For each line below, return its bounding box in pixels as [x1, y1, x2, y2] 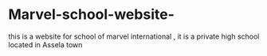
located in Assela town [8, 39, 83, 49]
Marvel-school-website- [8, 6, 175, 24]
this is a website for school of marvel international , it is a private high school [8, 32, 260, 41]
